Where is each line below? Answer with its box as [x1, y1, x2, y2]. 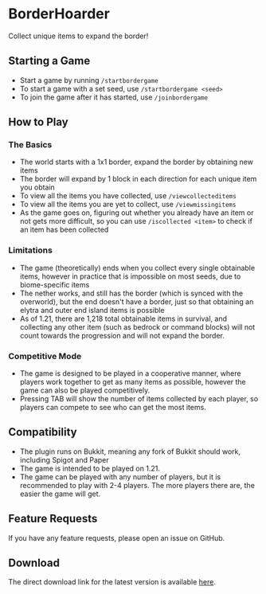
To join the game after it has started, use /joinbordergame [19, 92, 209, 102]
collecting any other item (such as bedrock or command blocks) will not [19, 322, 256, 331]
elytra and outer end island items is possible [19, 305, 165, 315]
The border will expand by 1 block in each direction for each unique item [19, 174, 257, 184]
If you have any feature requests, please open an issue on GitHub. [8, 533, 225, 542]
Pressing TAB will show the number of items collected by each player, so [19, 394, 259, 404]
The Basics [8, 139, 53, 150]
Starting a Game [8, 54, 91, 68]
